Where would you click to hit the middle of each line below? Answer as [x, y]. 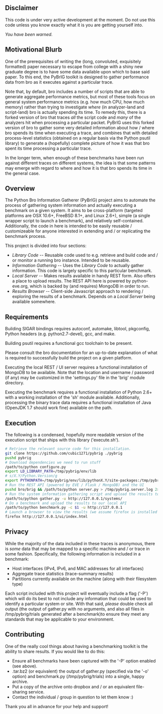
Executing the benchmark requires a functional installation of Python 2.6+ [79, 392]
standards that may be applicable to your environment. [60, 619]
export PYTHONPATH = [25, 481]
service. [36, 692]
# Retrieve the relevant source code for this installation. [68, 449]
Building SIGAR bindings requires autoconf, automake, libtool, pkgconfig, [78, 329]
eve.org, [20, 286]
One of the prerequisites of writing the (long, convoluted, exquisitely [73, 61]
